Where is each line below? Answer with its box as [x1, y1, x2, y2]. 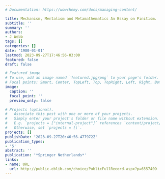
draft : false [5, 62, 32, 67]
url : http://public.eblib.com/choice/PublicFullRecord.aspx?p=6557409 [9, 166, 157, 171]
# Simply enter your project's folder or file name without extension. [5, 116, 160, 121]
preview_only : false [9, 98, 52, 103]
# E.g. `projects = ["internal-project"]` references [5, 121, 122, 126]
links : [5, 157, 19, 162]
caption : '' [9, 89, 34, 94]
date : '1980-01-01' [5, 48, 45, 53]
